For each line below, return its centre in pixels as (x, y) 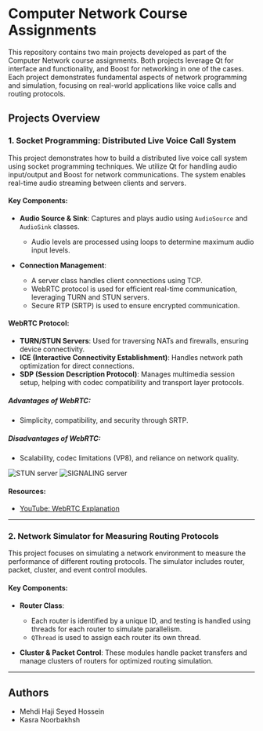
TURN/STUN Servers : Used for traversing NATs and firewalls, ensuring (134, 341)
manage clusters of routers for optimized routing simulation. (116, 660)
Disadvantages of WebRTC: (55, 438)
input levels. (50, 250)
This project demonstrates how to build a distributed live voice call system (128, 158)
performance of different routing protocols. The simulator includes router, (126, 562)
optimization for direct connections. (77, 366)
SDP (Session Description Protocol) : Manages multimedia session (127, 374)
